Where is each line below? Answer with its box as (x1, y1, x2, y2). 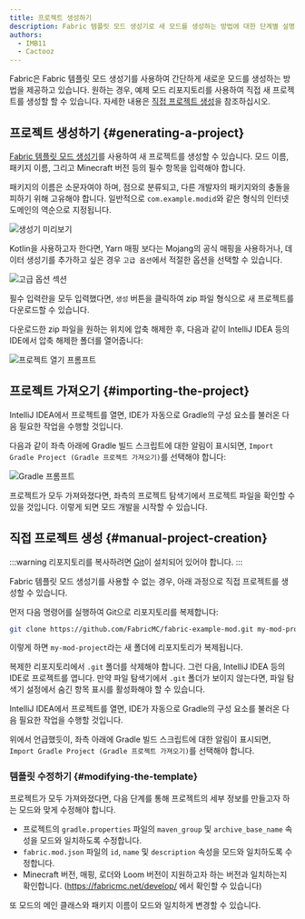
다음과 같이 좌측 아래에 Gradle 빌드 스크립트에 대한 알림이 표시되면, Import (9, 440, 274, 451)
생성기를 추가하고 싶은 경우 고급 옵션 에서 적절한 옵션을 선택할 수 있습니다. (25, 254, 283, 265)
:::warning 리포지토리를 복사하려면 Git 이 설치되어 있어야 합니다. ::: (9, 556, 243, 567)
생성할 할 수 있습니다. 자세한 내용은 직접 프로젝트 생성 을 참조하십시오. (25, 96, 271, 107)
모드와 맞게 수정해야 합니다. (18, 804, 116, 814)
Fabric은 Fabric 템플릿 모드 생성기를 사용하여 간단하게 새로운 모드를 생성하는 (9, 74, 281, 85)
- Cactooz (17, 47, 54, 56)
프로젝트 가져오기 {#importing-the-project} (9, 384, 250, 399)
